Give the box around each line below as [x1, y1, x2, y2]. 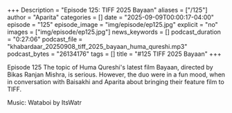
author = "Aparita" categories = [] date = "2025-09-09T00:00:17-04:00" [7, 13, 215, 21]
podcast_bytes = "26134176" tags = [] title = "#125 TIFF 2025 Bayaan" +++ [7, 50, 222, 58]
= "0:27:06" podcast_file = [7, 35, 83, 43]
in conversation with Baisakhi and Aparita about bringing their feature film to [7, 78, 225, 85]
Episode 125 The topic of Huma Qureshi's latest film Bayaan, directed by [7, 63, 213, 71]
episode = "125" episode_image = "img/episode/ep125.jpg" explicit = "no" [7, 21, 218, 28]
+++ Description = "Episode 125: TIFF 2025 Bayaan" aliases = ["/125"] [7, 6, 208, 14]
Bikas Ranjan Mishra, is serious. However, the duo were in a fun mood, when [7, 70, 226, 79]
